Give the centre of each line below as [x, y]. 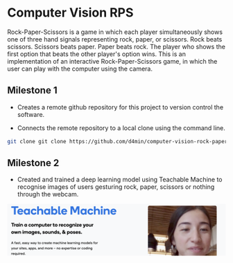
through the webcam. [48, 194]
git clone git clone [37, 141]
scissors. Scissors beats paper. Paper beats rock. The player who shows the [116, 46]
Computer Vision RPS [70, 13]
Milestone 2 [33, 163]
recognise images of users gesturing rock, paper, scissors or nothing [116, 187]
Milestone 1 [32, 90]
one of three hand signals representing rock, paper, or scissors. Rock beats [115, 39]
